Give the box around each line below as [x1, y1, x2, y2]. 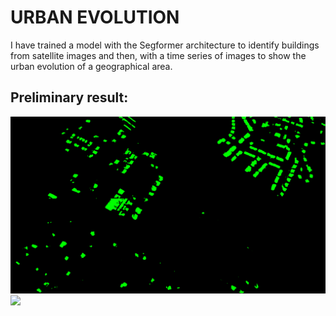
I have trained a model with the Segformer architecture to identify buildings [10, 39, 320, 51]
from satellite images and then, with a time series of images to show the [10, 49, 307, 61]
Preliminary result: [10, 89, 129, 106]
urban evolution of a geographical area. [10, 60, 173, 72]
